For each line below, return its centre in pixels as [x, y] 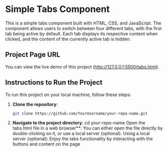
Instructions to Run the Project [54, 83]
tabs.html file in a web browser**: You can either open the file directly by [88, 128]
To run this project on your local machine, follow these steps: [68, 94]
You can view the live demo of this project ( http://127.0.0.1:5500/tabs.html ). [82, 66]
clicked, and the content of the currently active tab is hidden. [68, 39]
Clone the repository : [35, 104]
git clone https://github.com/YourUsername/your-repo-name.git [80, 113]
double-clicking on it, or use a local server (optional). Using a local [81, 133]
